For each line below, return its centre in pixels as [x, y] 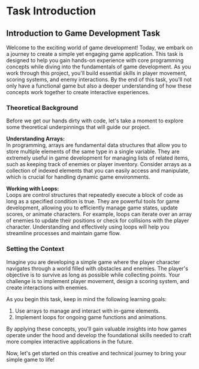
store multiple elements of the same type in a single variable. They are [93, 152]
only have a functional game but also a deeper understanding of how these [99, 86]
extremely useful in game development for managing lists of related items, [98, 158]
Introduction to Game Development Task [83, 33]
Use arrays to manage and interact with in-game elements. [88, 311]
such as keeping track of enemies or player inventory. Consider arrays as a [99, 164]
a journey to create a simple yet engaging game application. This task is [95, 54]
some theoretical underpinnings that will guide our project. [79, 127]
